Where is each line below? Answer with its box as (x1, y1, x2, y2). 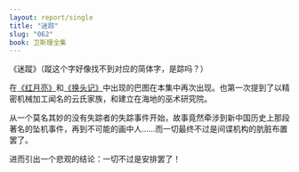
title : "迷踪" (9, 21, 60, 30)
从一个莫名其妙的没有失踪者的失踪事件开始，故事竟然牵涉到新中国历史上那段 (9, 112, 290, 123)
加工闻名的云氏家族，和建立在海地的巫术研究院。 (32, 94, 212, 104)
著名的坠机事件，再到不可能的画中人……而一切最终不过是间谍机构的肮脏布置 (9, 124, 288, 135)
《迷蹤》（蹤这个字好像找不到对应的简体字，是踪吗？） (9, 63, 208, 74)
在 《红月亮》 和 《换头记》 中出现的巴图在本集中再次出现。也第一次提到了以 (9, 82, 282, 94)
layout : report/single (9, 12, 93, 22)
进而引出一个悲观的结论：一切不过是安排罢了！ (9, 153, 181, 165)
